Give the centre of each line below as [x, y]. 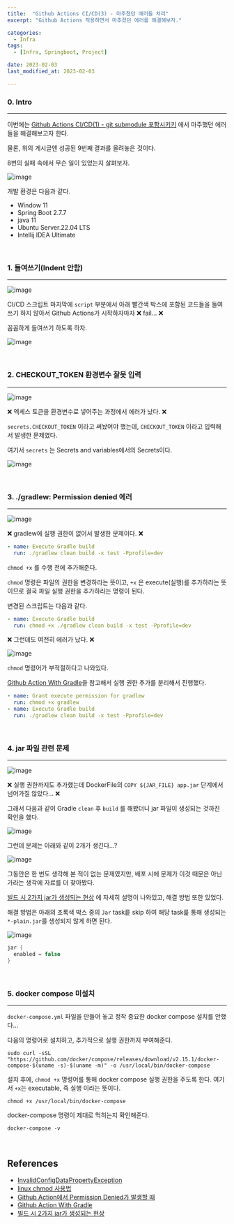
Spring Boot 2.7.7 [42, 213]
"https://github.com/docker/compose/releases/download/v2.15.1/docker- [113, 1060]
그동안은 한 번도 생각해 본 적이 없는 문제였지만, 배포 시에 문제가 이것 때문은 [108, 874]
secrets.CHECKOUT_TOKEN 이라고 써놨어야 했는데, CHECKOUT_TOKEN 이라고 [105, 426]
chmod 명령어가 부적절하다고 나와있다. [58, 668]
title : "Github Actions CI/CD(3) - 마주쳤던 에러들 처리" [88, 14]
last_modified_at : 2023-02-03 [51, 71]
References [33, 1163]
